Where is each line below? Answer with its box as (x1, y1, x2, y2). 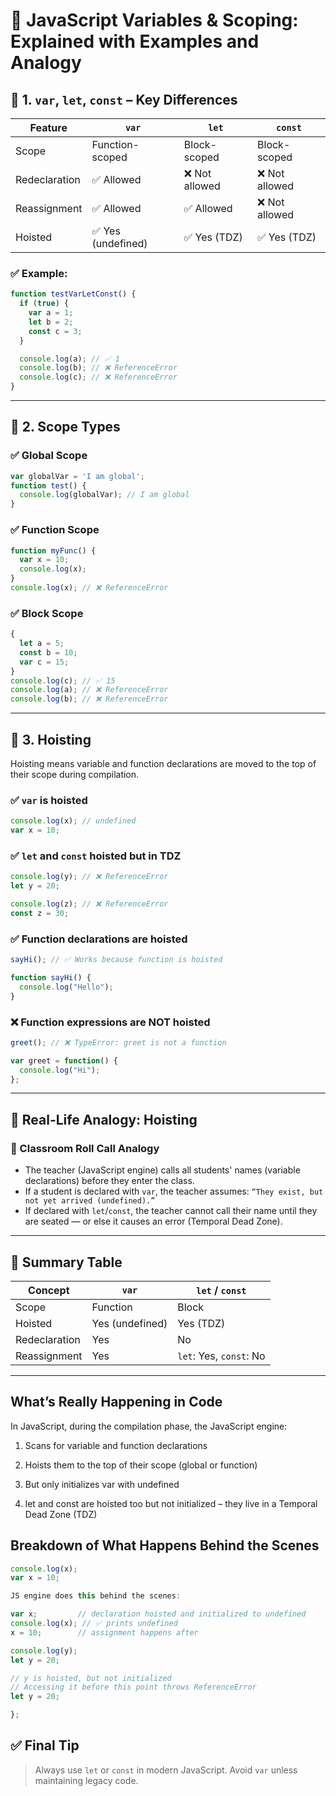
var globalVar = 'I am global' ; (10, 471, 145, 481)
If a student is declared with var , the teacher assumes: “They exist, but (24, 1185, 324, 1198)
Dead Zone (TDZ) (24, 1508, 98, 1520)
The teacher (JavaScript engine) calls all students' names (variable (24, 1164, 301, 1176)
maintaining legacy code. (34, 1774, 139, 1786)
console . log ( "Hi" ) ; (19, 1065, 101, 1075)
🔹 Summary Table (10, 1254, 123, 1271)
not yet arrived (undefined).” (24, 1196, 156, 1206)
